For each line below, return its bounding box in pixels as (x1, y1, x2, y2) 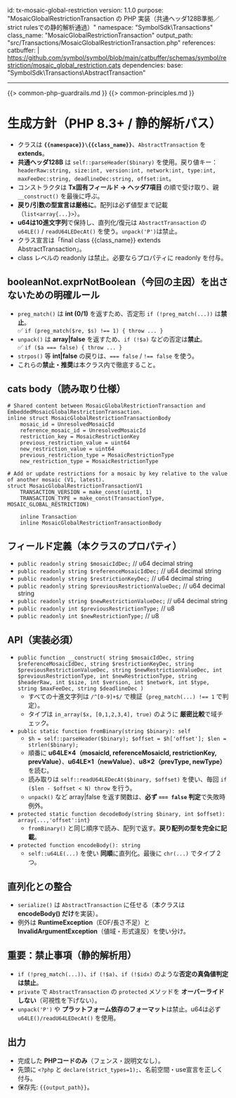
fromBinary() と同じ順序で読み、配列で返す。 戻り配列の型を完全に (27, 824, 221, 832)
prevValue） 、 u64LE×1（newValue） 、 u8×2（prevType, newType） (27, 758, 226, 766)
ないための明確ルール (7, 289, 100, 302)
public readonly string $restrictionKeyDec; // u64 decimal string (17, 574, 212, 583)
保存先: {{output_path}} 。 (17, 1082, 93, 1091)
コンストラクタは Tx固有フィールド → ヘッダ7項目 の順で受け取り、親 (17, 183, 219, 191)
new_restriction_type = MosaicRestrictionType (20, 457, 159, 464)
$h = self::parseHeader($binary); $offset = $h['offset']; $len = (27, 736, 227, 743)
